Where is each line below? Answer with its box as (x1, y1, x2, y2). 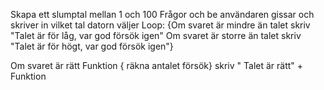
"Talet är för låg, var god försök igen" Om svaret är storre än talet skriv (10, 30, 302, 41)
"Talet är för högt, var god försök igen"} (10, 40, 174, 52)
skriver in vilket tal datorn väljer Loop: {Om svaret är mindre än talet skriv (10, 19, 311, 31)
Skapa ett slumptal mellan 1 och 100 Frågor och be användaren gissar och (10, 9, 315, 20)
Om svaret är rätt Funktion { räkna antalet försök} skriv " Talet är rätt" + (10, 60, 304, 71)
